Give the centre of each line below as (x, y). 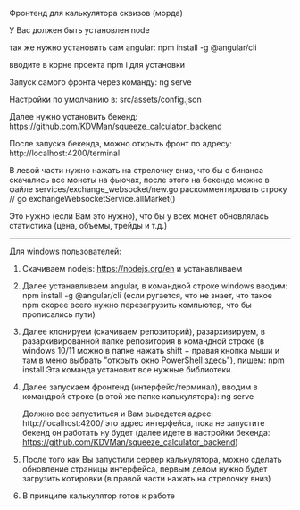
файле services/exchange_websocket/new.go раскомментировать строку (148, 189)
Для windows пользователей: (66, 251)
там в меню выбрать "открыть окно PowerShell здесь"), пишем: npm (153, 360)
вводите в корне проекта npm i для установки (97, 65)
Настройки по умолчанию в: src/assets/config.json (106, 99)
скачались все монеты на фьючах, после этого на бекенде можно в (139, 180)
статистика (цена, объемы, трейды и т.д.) (88, 226)
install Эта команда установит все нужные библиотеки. (128, 369)
